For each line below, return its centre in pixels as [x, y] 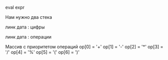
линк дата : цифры [25, 27]
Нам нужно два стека [29, 17]
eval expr [15, 7]
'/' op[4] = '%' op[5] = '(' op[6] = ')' [42, 52]
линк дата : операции [28, 37]
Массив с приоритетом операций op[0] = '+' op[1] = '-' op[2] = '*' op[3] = [84, 47]
